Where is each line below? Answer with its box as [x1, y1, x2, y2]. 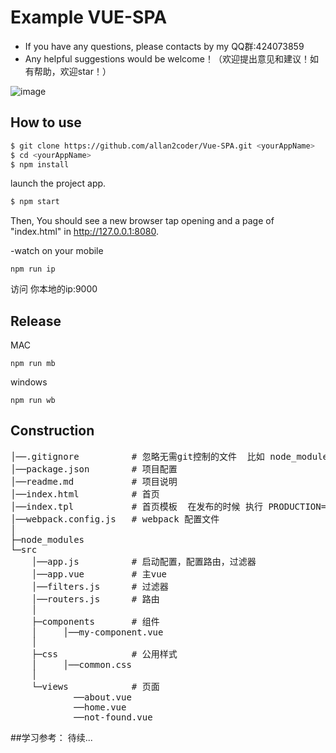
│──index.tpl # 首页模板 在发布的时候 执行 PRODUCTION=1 [10, 501, 332, 512]
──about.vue [73, 691, 132, 703]
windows [10, 376, 48, 388]
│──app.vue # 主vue [31, 568, 168, 580]
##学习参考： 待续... [10, 731, 93, 743]
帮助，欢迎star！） [33, 65, 112, 77]
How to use [10, 114, 82, 131]
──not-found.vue [73, 711, 153, 723]
